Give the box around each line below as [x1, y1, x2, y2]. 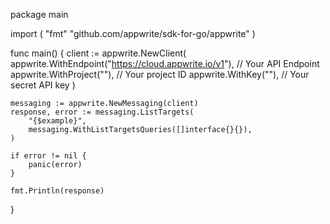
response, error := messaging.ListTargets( [10, 107, 195, 117]
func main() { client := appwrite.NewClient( [10, 47, 187, 59]
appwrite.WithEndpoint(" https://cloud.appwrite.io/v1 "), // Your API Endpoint [10, 58, 320, 69]
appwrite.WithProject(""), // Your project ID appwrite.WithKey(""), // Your [10, 69, 310, 80]
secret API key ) [10, 79, 76, 91]
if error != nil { [10, 151, 87, 161]
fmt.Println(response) [10, 186, 105, 196]
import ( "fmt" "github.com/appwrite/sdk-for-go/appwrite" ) [10, 28, 256, 39]
